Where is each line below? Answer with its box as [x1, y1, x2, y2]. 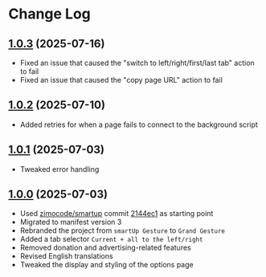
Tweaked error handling [19, 164, 100, 173]
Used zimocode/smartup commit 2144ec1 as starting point [19, 209, 214, 218]
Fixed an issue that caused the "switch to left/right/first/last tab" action [19, 58, 255, 67]
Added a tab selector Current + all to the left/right [19, 234, 203, 244]
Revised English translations [19, 251, 114, 261]
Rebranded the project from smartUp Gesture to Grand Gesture [19, 226, 226, 235]
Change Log [8, 5, 91, 23]
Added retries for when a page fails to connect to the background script [19, 120, 259, 129]
